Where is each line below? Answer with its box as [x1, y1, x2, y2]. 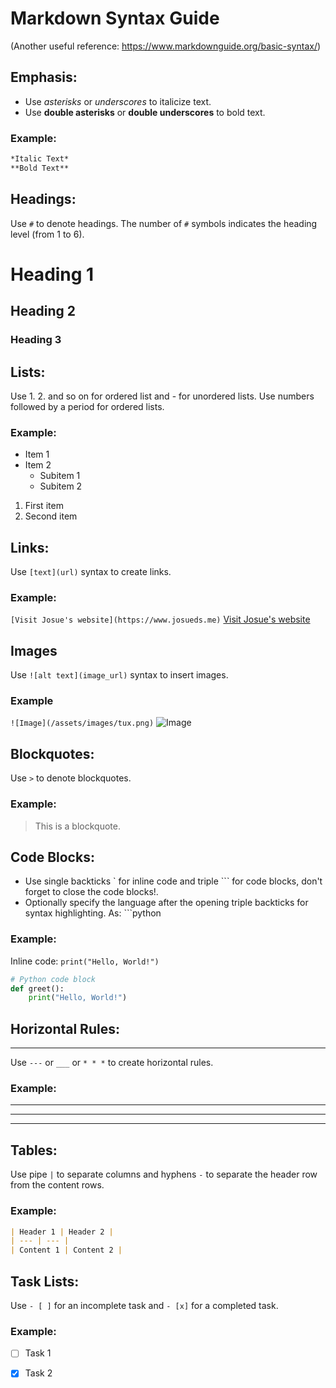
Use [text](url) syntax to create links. [10, 566, 172, 578]
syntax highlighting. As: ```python [24, 907, 162, 919]
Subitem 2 [39, 480, 83, 492]
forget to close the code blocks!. [24, 886, 159, 898]
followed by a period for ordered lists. [10, 400, 165, 412]
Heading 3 [10, 333, 62, 347]
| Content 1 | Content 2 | [10, 1245, 123, 1256]
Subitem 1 [39, 470, 81, 482]
